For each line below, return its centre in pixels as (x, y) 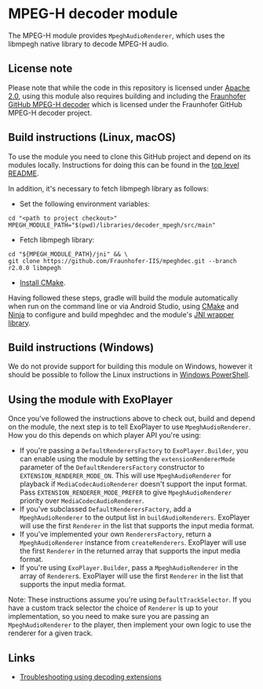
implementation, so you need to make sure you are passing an (109, 617)
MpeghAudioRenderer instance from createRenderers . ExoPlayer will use (133, 543)
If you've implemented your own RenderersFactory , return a (115, 534)
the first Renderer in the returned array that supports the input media (130, 551)
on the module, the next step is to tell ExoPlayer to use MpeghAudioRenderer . (130, 427)
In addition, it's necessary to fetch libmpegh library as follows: (109, 188)
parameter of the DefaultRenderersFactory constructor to (112, 467)
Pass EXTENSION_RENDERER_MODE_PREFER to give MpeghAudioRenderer (126, 492)
